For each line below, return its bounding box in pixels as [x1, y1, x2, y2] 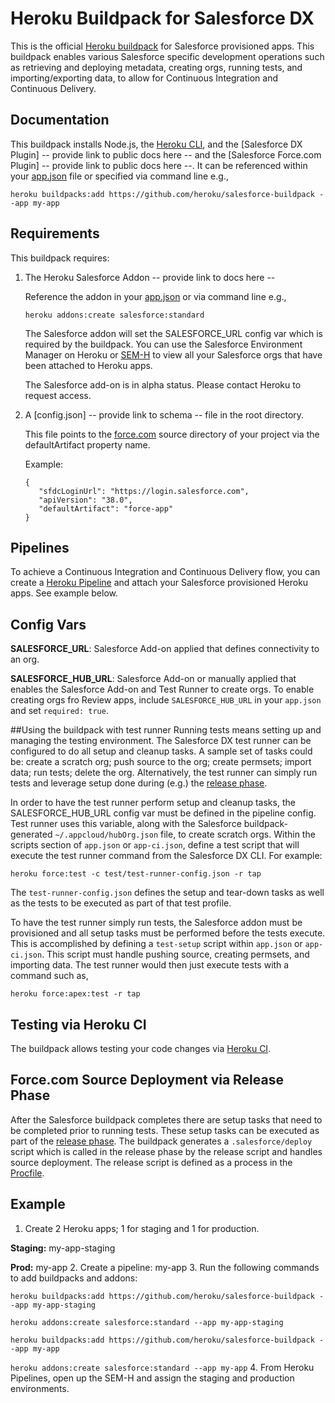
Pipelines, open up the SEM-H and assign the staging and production [10, 1372, 295, 1384]
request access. [24, 389, 92, 401]
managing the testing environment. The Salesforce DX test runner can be [10, 735, 312, 747]
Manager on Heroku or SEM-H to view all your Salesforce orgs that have [24, 348, 323, 361]
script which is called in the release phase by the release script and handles [10, 1145, 323, 1157]
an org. [10, 653, 40, 666]
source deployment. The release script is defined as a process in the [10, 1156, 293, 1168]
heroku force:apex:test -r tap [10, 989, 141, 999]
